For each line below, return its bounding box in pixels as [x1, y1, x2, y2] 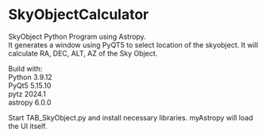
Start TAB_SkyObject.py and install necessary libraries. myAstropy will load [8, 112, 253, 122]
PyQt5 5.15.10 [8, 81, 52, 90]
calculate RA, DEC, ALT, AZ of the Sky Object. [8, 48, 158, 58]
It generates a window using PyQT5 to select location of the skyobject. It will [8, 40, 259, 49]
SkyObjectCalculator [8, 6, 149, 24]
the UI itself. [8, 121, 48, 131]
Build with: [8, 63, 43, 73]
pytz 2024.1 [8, 89, 46, 98]
